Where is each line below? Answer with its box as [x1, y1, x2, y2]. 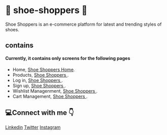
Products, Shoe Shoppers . [12, 72, 69, 78]
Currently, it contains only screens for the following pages [5, 55, 131, 61]
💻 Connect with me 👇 [5, 108, 74, 117]
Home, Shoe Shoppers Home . [12, 66, 75, 73]
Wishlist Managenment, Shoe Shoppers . [12, 88, 98, 94]
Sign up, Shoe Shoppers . [12, 83, 66, 89]
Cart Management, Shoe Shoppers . [12, 93, 88, 99]
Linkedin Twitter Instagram [5, 124, 61, 130]
